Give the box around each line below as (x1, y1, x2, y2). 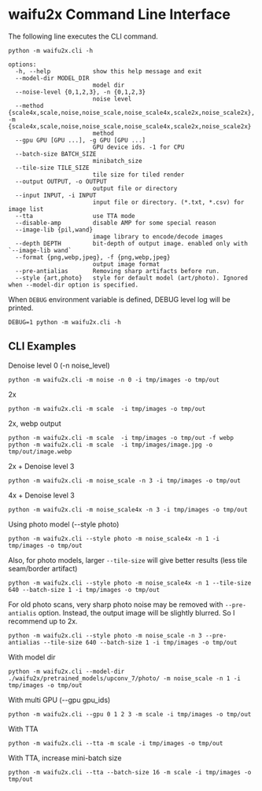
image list (8, 205, 44, 213)
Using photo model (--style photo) (8, 519, 120, 529)
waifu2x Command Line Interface (8, 6, 231, 24)
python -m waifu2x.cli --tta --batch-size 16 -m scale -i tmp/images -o (8, 768, 252, 776)
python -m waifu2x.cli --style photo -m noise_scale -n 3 (8, 631, 202, 639)
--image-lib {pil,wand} (15, 226, 93, 234)
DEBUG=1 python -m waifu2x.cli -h (8, 318, 122, 326)
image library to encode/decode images (92, 232, 223, 241)
